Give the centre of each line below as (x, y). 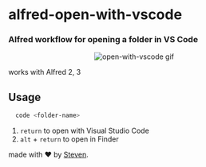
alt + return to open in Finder (69, 139)
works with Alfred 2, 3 (45, 72)
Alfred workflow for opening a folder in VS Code (103, 40)
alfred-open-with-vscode (95, 15)
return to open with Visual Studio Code (84, 131)
